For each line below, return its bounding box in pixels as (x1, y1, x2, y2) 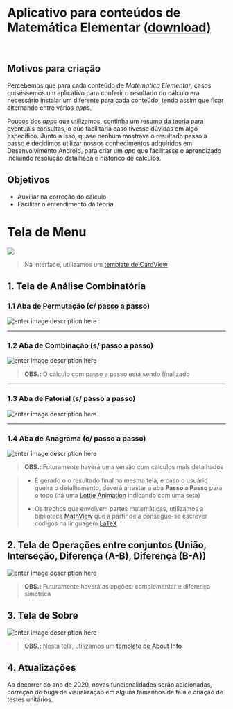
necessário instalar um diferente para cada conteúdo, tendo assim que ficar (7, 96, 224, 104)
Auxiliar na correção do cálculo (17, 193, 107, 201)
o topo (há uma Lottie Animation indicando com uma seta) (34, 491, 201, 500)
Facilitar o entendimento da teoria (17, 199, 114, 208)
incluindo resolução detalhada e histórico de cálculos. (7, 154, 162, 162)
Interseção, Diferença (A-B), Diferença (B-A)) (7, 551, 207, 562)
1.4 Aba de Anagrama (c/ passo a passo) (7, 433, 146, 443)
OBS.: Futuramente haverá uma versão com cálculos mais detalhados (24, 463, 224, 471)
